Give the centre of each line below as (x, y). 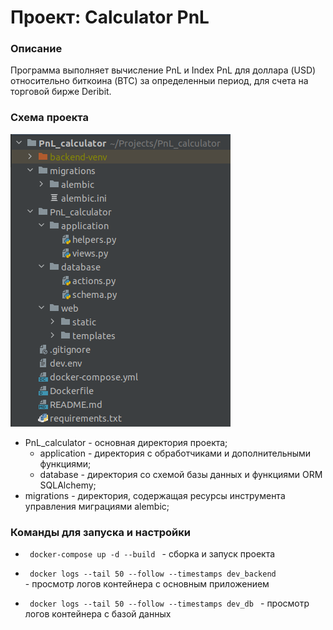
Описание (36, 49)
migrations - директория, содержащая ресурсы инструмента (155, 495)
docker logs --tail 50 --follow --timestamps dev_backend (153, 574)
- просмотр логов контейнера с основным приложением (147, 584)
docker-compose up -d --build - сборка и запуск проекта (152, 554)
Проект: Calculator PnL (110, 17)
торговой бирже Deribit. (61, 92)
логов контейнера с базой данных (98, 614)
